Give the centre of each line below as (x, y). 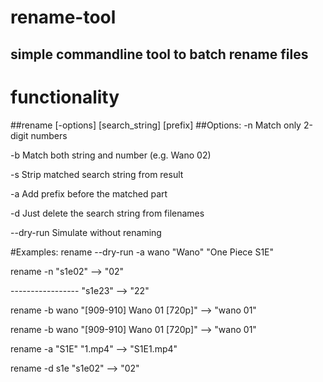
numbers (49, 135)
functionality (65, 97)
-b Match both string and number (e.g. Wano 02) (111, 155)
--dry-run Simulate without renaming (86, 232)
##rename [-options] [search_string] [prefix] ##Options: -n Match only (156, 125)
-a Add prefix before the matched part (89, 193)
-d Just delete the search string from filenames (107, 213)
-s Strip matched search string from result (97, 174)
